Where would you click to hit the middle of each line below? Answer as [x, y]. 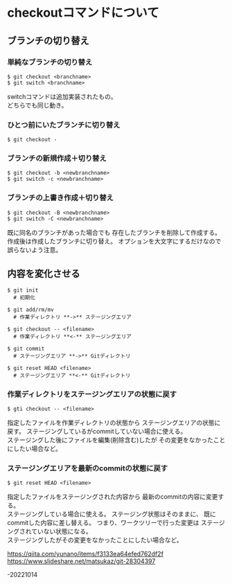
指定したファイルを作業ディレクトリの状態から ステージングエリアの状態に [114, 423]
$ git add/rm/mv [30, 310]
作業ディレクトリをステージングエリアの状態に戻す [92, 394]
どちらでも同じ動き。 [37, 105]
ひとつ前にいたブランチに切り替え [64, 125]
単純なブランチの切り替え [50, 62]
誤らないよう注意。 [35, 249]
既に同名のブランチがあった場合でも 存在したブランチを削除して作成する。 [114, 232]
